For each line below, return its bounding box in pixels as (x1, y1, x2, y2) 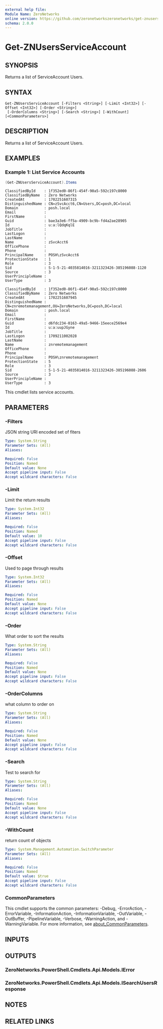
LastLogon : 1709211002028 (5, 334, 77, 339)
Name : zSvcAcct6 (5, 240, 68, 245)
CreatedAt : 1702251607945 (5, 296, 77, 300)
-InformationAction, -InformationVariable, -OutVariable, (33, 910, 144, 917)
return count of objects (5, 837, 51, 843)
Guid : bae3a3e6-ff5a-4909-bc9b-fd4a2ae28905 (5, 218, 127, 223)
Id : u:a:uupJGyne (5, 325, 75, 330)
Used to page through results (5, 565, 64, 571)
